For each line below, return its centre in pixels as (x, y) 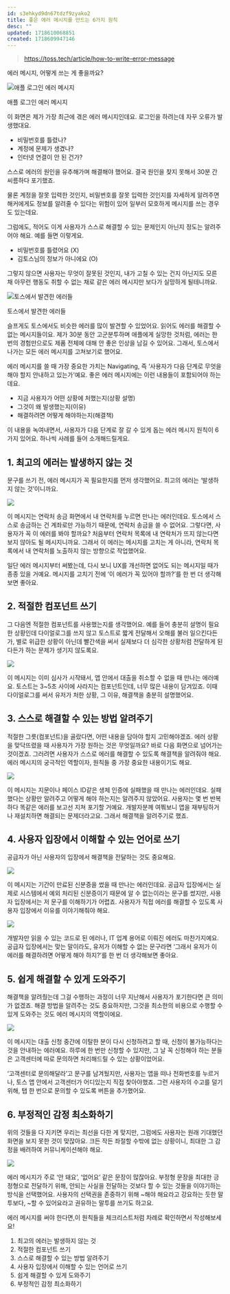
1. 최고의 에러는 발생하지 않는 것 (70, 462)
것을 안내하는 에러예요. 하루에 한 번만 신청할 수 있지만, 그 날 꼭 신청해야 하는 (108, 1050)
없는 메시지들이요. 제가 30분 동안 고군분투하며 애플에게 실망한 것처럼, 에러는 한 (112, 335)
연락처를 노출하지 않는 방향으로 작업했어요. (89, 551)
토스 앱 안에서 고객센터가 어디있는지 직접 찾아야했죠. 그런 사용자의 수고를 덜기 (119, 1082)
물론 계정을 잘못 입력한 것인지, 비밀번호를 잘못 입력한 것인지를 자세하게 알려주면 (113, 195)
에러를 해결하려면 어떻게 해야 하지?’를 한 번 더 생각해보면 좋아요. (93, 955)
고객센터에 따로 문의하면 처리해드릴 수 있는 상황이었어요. (89, 1059)
